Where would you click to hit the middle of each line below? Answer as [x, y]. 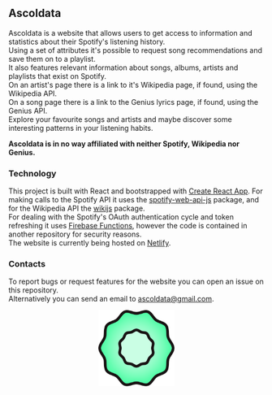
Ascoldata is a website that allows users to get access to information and [130, 33]
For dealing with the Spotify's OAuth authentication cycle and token [121, 217]
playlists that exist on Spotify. [58, 76]
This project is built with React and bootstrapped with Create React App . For [136, 191]
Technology [32, 173]
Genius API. [28, 111]
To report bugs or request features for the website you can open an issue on [136, 282]
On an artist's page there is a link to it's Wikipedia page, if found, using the [133, 85]
